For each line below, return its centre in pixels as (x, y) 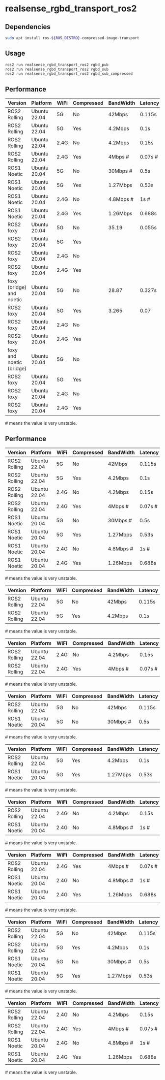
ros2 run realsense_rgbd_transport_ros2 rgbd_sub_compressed (69, 74)
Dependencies (28, 27)
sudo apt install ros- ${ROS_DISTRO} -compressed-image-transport (72, 38)
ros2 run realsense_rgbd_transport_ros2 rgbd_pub (57, 64)
